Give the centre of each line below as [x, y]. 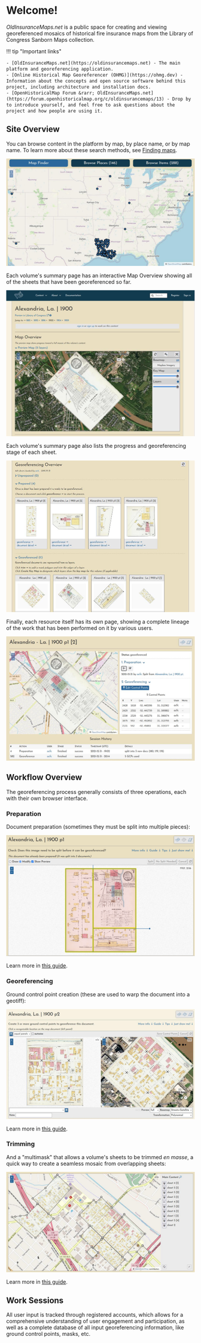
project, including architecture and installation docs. [79, 87]
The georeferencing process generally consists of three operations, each [96, 792]
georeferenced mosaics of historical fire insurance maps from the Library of [100, 33]
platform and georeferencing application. [60, 69]
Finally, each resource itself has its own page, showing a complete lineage [98, 622]
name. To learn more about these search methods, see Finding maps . [92, 150]
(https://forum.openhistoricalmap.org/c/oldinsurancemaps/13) [85, 99]
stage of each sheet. [32, 452]
